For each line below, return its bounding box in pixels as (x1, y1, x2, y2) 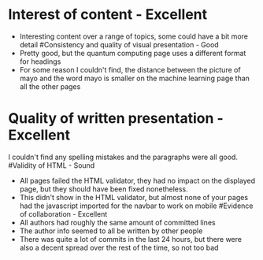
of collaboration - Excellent (19, 209, 108, 218)
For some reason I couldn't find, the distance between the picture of (19, 65, 242, 74)
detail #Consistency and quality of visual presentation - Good (19, 39, 219, 49)
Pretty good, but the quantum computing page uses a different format (19, 48, 246, 58)
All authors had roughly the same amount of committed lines (19, 217, 216, 227)
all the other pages (19, 81, 81, 91)
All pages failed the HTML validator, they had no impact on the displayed (19, 176, 256, 185)
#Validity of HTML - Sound (8, 160, 95, 170)
